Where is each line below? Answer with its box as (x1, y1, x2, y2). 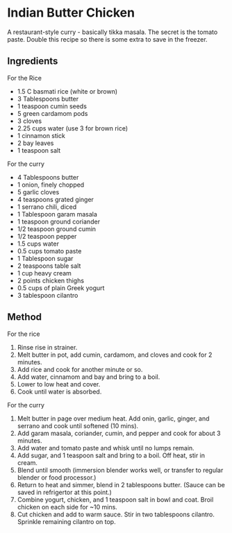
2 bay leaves (17, 139, 54, 147)
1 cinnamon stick (17, 131, 66, 139)
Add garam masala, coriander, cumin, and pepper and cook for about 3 (17, 429, 221, 437)
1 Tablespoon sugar (17, 254, 74, 262)
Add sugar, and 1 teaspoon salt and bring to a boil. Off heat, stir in (17, 451, 206, 459)
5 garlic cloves (17, 187, 60, 196)
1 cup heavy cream (17, 269, 72, 277)
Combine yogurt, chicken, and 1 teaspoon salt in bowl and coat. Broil (17, 495, 214, 504)
